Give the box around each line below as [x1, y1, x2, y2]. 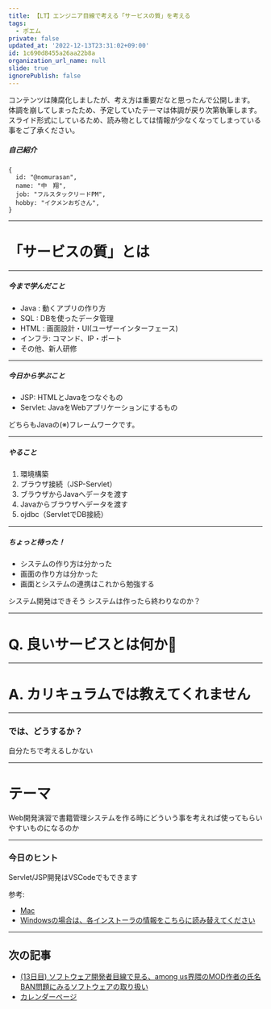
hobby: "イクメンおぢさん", [15, 198, 100, 206]
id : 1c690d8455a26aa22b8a [8, 49, 95, 57]
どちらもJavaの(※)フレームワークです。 [8, 420, 140, 430]
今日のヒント [8, 853, 59, 864]
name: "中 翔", [15, 181, 67, 190]
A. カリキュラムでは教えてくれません [8, 685, 252, 703]
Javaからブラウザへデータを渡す [19, 499, 129, 509]
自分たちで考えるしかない [8, 745, 94, 755]
